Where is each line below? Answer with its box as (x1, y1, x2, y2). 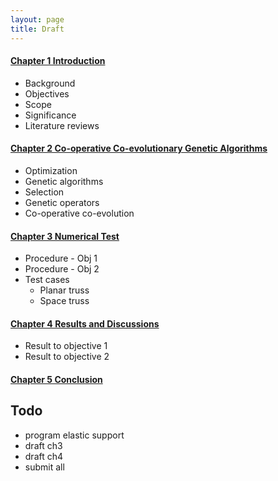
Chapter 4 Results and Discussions (10, 317, 160, 330)
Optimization (24, 164, 78, 176)
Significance (24, 109, 77, 121)
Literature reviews (24, 119, 100, 131)
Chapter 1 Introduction (10, 55, 106, 67)
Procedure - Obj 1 (24, 252, 98, 265)
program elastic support (24, 429, 125, 441)
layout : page (10, 14, 65, 25)
